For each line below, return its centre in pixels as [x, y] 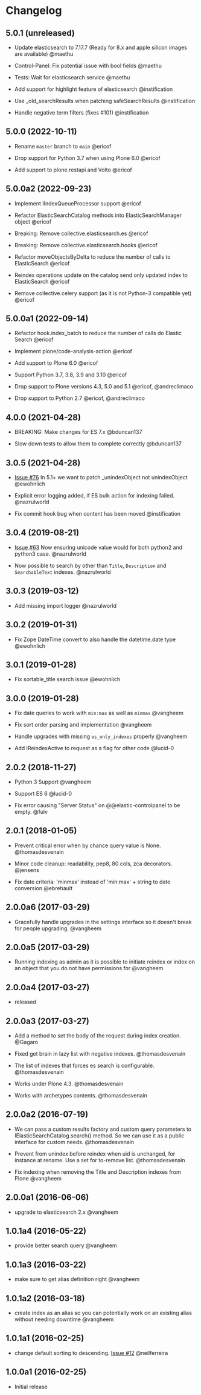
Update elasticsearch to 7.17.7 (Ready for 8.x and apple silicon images [101, 47]
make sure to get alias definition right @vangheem [77, 1279]
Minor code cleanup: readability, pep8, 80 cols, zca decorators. [93, 864]
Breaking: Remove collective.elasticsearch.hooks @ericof [86, 245]
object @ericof [33, 221]
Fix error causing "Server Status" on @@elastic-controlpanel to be [97, 805]
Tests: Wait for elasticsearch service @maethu [72, 77]
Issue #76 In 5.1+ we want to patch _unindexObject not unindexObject [101, 478]
